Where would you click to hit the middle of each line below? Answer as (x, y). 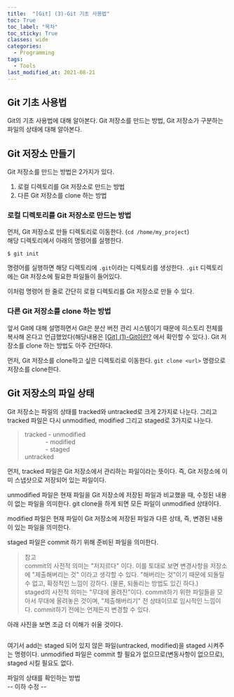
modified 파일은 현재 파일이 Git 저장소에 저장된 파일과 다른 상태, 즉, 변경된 (109, 518)
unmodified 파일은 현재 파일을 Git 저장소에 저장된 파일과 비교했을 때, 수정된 (111, 495)
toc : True (22, 20)
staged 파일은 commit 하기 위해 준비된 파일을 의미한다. (83, 542)
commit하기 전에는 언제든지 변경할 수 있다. (92, 609)
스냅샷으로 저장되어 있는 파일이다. (60, 480)
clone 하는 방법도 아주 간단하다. (69, 345)
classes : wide (28, 40)
